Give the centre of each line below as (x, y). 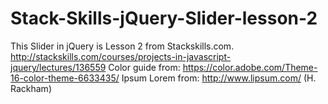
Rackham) (31, 88)
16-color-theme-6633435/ (65, 78)
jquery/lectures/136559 (58, 67)
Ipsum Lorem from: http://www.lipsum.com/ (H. (219, 78)
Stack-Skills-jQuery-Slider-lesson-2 (164, 18)
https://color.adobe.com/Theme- (250, 67)
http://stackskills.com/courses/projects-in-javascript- (121, 56)
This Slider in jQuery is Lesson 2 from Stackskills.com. (122, 46)
